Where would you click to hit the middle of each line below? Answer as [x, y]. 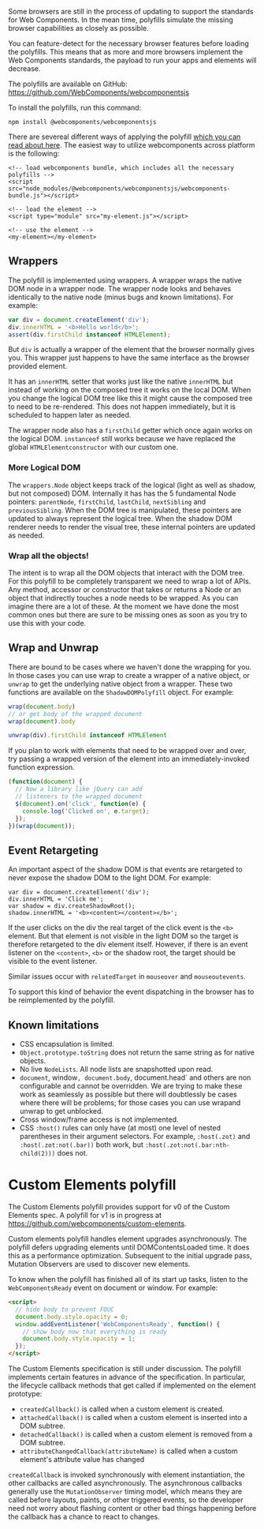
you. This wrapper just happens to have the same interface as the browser [129, 358]
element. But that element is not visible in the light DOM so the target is [123, 936]
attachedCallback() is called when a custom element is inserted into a [134, 1418]
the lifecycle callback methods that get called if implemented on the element [132, 1385]
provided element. [38, 366]
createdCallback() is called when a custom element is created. [122, 1409]
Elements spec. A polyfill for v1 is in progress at [85, 1216]
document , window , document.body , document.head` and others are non [135, 1077]
